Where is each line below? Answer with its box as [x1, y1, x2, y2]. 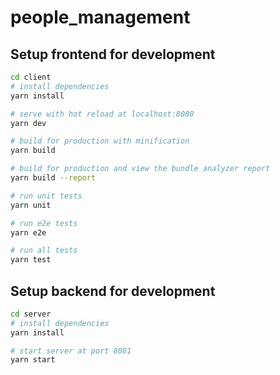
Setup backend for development [10, 282, 216, 300]
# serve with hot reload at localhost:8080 [10, 109, 195, 119]
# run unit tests [10, 191, 83, 201]
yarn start [10, 355, 56, 365]
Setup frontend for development [10, 46, 216, 63]
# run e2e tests [10, 218, 78, 228]
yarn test [10, 255, 52, 265]
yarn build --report [10, 173, 97, 183]
